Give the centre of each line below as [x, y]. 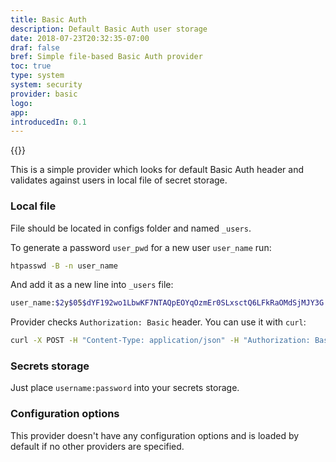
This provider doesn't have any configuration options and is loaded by [155, 435]
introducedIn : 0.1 [48, 122]
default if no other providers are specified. [97, 446]
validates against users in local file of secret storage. [119, 180]
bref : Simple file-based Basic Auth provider [106, 57]
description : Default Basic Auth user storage [109, 29]
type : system [37, 76]
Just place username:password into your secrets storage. [125, 388]
